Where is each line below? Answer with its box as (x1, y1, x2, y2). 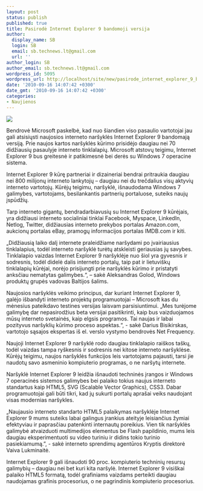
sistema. (6, 158, 27, 166)
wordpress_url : (6, 76, 45, 82)
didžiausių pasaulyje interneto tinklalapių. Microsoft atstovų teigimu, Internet (6, 146, 196, 153)
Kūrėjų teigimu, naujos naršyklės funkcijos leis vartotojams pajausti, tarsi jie (6, 352, 194, 360)
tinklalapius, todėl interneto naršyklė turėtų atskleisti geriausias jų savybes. (6, 245, 193, 253)
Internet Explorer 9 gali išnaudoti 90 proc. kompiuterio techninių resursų (6, 458, 185, 466)
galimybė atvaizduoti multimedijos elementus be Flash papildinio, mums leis (6, 427, 195, 434)
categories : (6, 93, 36, 99)
